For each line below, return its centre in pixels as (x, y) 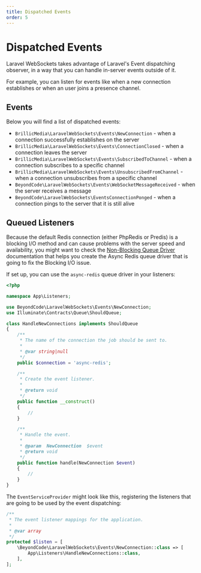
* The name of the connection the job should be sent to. (94, 341)
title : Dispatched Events (38, 12)
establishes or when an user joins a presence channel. (73, 88)
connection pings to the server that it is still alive (75, 204)
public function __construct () (56, 401)
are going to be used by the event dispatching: (64, 503)
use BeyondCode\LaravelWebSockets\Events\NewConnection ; (79, 307)
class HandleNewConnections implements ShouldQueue (72, 324)
